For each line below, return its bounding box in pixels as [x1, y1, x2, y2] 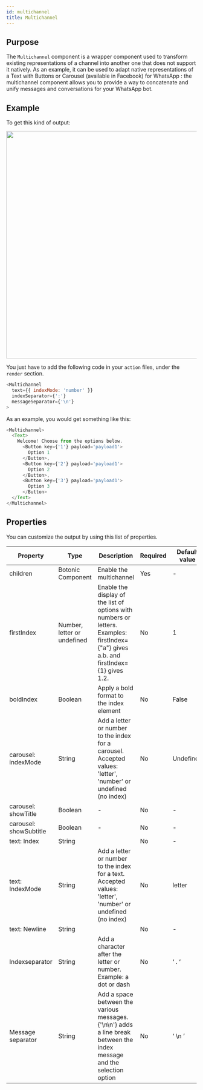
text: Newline [9, 924, 47, 933]
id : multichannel [6, 8, 50, 15]
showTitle [9, 809, 37, 818]
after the [97, 950, 122, 958]
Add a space [97, 990, 134, 998]
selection [97, 1066, 124, 1074]
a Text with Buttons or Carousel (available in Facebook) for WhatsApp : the [6, 72, 192, 79]
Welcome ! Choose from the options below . [17, 438, 123, 445]
